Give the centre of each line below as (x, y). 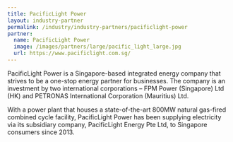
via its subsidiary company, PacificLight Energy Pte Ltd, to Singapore (107, 124)
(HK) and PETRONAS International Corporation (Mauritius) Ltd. (98, 95)
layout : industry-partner (45, 20)
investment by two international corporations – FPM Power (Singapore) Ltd (116, 88)
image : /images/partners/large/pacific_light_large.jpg (97, 47)
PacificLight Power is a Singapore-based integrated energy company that (114, 73)
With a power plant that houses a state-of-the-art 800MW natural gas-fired (117, 110)
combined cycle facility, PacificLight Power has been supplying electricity (114, 117)
